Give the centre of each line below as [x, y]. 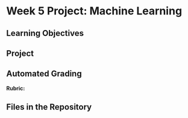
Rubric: [16, 88]
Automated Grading [44, 74]
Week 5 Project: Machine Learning [94, 11]
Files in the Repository [49, 107]
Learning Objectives [45, 33]
